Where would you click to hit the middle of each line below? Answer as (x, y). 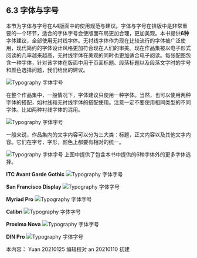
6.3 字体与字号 (33, 11)
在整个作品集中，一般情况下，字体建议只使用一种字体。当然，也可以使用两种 (98, 95)
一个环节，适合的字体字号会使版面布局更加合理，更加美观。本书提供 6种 (103, 33)
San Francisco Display (34, 186)
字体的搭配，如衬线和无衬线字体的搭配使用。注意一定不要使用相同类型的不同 (98, 102)
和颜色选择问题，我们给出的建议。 (47, 70)
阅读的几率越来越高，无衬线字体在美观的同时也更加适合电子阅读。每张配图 (96, 55)
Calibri (14, 212)
